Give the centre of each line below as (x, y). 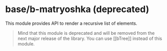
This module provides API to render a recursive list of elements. (71, 23)
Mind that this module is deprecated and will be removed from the (86, 33)
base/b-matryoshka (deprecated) (77, 9)
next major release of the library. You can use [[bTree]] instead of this (90, 38)
